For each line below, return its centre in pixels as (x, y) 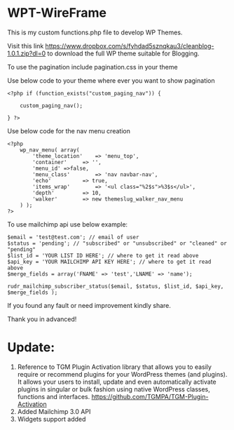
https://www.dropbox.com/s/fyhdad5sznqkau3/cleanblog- (130, 46)
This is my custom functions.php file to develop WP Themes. (95, 32)
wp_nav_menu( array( (50, 150)
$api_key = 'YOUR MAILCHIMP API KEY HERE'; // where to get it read (109, 262)
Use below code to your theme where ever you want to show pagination (111, 80)
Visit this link (26, 46)
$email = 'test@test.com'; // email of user (73, 237)
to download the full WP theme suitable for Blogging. (123, 53)
